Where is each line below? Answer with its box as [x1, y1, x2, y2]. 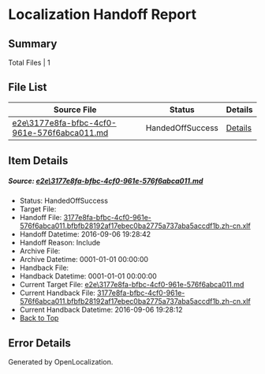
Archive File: [19, 246, 61, 256]
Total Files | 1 [8, 58, 50, 67]
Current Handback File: [19, 288, 96, 297]
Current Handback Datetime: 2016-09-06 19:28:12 [19, 305, 183, 315]
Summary [8, 37, 58, 50]
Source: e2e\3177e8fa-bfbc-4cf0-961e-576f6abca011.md [8, 176, 203, 185]
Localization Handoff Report [8, 6, 197, 24]
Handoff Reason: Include [19, 238, 101, 248]
